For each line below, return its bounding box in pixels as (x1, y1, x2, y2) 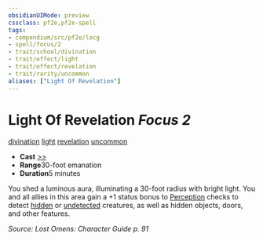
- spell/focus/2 (8, 41, 61, 49)
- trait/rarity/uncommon (8, 70, 89, 78)
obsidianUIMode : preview (8, 11, 89, 20)
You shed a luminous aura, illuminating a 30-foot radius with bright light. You (8, 184, 256, 193)
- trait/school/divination (8, 48, 97, 56)
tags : (8, 26, 26, 34)
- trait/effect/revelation (8, 63, 97, 71)
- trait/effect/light (8, 56, 79, 64)
